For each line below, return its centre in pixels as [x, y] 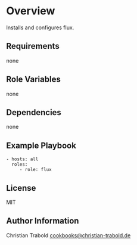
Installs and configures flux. [40, 27]
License [21, 188]
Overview [31, 11]
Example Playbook [41, 145]
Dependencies [34, 112]
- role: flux [35, 170]
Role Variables [33, 80]
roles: [20, 165]
